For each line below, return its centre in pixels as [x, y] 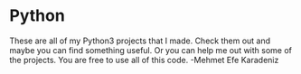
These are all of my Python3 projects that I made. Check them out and [140, 41]
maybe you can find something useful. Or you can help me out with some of [150, 50]
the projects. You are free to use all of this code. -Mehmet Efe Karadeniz [144, 60]
